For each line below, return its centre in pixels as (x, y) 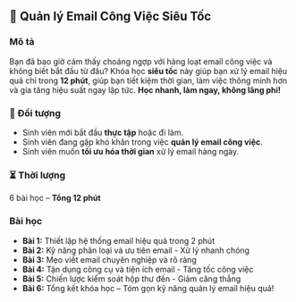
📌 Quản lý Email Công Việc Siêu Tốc (110, 17)
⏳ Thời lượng (38, 175)
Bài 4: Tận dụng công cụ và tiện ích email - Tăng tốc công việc (138, 269)
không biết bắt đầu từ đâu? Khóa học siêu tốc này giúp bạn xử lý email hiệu (148, 71)
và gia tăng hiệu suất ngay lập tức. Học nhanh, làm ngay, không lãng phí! (145, 89)
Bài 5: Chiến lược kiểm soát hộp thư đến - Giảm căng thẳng (131, 279)
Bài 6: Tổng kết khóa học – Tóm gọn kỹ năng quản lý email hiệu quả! (148, 288)
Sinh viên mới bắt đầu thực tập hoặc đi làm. (103, 132)
